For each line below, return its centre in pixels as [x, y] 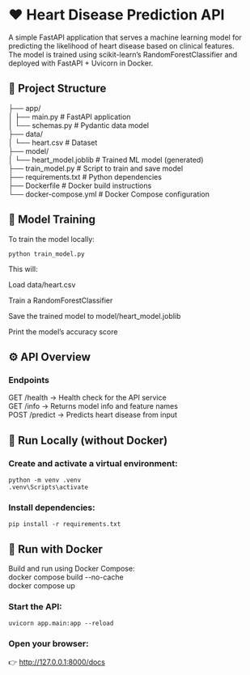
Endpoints [29, 380]
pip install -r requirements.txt [65, 524]
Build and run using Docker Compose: [72, 569]
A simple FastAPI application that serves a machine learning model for [125, 37]
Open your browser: [49, 643]
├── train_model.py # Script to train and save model [96, 168]
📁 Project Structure [57, 89]
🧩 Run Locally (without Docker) [88, 440]
